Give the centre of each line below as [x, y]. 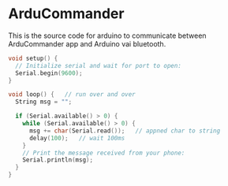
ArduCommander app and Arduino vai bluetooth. [87, 43]
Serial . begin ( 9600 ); [49, 73]
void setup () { [33, 58]
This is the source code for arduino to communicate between [107, 35]
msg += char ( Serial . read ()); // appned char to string [125, 131]
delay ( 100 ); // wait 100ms [77, 138]
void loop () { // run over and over [72, 95]
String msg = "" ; [44, 102]
